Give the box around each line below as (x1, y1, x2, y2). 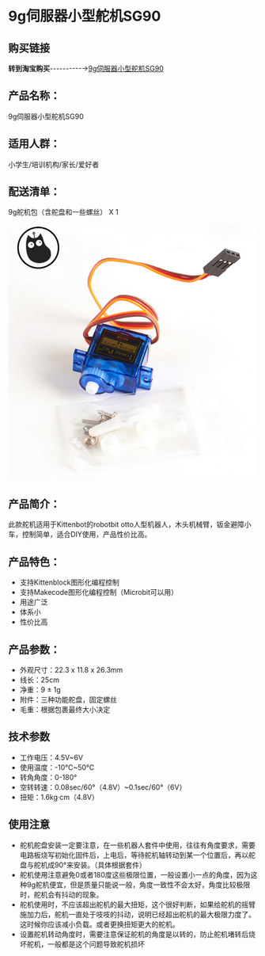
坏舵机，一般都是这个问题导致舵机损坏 (19, 939, 145, 949)
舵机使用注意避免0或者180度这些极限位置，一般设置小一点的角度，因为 (19, 870, 251, 879)
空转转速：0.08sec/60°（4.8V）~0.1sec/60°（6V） (19, 782, 187, 792)
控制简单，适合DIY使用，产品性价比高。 (21, 530, 152, 539)
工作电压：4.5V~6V (19, 752, 84, 762)
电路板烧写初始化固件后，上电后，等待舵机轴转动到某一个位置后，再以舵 (19, 850, 256, 859)
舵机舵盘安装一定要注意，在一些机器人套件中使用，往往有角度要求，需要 (19, 840, 256, 850)
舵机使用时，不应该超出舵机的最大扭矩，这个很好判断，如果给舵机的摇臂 (19, 900, 256, 909)
